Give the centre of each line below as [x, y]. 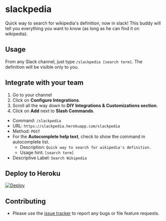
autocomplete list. [31, 142]
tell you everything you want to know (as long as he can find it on [72, 28]
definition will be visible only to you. [42, 67]
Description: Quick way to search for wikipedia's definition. [85, 147]
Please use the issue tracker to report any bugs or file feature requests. [86, 213]
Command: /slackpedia [37, 120]
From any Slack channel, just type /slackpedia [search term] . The [74, 62]
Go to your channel [32, 95]
